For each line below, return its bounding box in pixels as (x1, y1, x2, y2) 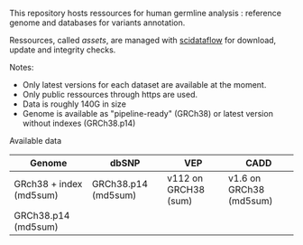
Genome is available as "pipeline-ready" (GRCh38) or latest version (22, 108, 273, 118)
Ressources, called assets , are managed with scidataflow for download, (9, 35, 277, 45)
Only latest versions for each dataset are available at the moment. (22, 80, 267, 90)
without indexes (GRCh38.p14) (22, 118, 136, 128)
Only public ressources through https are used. (22, 90, 198, 99)
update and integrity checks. (9, 44, 116, 55)
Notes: (9, 62, 34, 72)
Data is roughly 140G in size (22, 99, 126, 109)
